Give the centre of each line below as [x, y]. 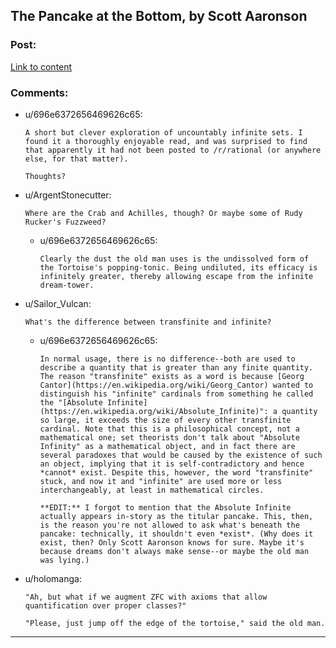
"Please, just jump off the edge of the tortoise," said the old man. [175, 623]
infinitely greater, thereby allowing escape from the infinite [176, 276]
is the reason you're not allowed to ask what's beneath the [169, 525]
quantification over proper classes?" [105, 605]
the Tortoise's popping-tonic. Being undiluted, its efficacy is [178, 267]
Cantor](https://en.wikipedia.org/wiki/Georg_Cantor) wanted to [176, 385]
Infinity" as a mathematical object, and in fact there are [167, 446]
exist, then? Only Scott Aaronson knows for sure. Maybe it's [172, 542]
